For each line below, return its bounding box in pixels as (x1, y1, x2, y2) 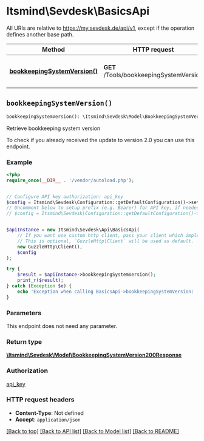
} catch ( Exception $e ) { (6, 283, 72, 289)
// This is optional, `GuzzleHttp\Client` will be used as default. (17, 238, 194, 244)
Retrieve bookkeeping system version (6, 125, 101, 132)
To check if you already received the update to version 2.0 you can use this (6, 136, 195, 143)
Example (6, 158, 33, 166)
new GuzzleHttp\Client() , (17, 244, 83, 250)
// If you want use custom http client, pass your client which (17, 233, 183, 239)
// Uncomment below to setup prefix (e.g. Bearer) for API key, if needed (6, 205, 200, 211)
